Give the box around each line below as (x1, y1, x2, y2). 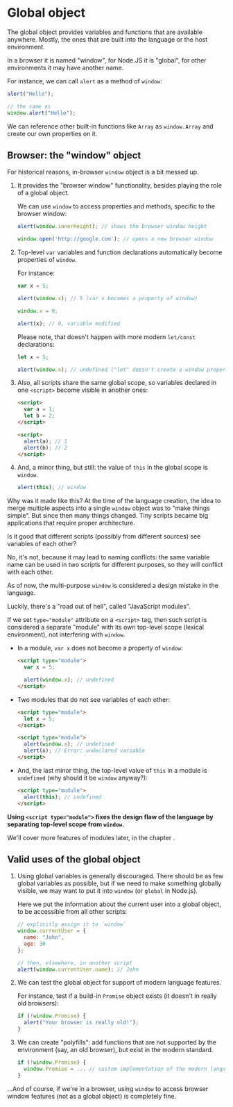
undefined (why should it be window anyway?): (17, 773, 148, 782)
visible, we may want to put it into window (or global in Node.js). (17, 887, 198, 895)
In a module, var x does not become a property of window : (17, 644, 183, 653)
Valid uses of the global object (7, 853, 141, 865)
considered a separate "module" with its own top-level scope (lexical (7, 623, 205, 632)
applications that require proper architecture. (7, 519, 135, 527)
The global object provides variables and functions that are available (7, 28, 203, 36)
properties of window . (17, 256, 77, 264)
